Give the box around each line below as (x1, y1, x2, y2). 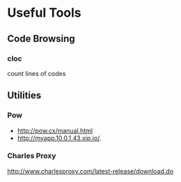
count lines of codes (7, 69, 66, 77)
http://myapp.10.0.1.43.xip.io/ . (17, 134, 102, 142)
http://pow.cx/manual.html (17, 126, 93, 135)
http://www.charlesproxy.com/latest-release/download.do (7, 167, 174, 175)
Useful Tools (7, 5, 81, 21)
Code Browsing (7, 33, 75, 45)
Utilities (7, 89, 42, 102)
